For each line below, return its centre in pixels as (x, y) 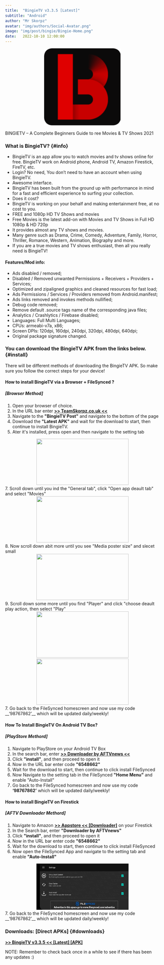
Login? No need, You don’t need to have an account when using (77, 172)
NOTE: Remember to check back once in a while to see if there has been (79, 952)
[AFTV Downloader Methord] (36, 813)
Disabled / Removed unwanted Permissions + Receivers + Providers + (83, 278)
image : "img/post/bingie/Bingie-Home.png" (49, 31)
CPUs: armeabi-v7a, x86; (38, 326)
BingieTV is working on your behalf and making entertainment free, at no (86, 204)
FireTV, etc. (24, 167)
